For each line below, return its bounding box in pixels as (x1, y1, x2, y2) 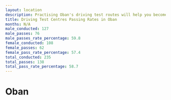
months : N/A (5, 21, 31, 27)
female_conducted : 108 (5, 41, 53, 46)
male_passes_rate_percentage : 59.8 (5, 36, 81, 41)
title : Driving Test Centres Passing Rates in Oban (5, 17, 117, 22)
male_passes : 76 (5, 31, 40, 36)
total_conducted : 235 (5, 54, 51, 60)
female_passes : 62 (5, 45, 44, 50)
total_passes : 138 (5, 59, 44, 64)
